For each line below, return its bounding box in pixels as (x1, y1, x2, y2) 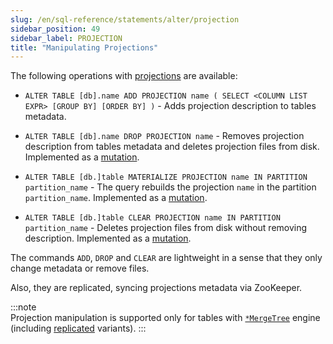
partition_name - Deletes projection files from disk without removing (24, 222, 308, 234)
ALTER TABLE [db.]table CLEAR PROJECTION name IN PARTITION (24, 213, 281, 223)
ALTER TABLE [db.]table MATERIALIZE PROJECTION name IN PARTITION (24, 172, 308, 183)
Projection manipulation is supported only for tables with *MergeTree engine (10, 312, 321, 324)
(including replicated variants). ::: (10, 322, 147, 335)
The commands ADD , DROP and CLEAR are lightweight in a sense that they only (10, 252, 323, 264)
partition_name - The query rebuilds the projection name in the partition (24, 181, 317, 193)
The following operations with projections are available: (10, 70, 238, 82)
